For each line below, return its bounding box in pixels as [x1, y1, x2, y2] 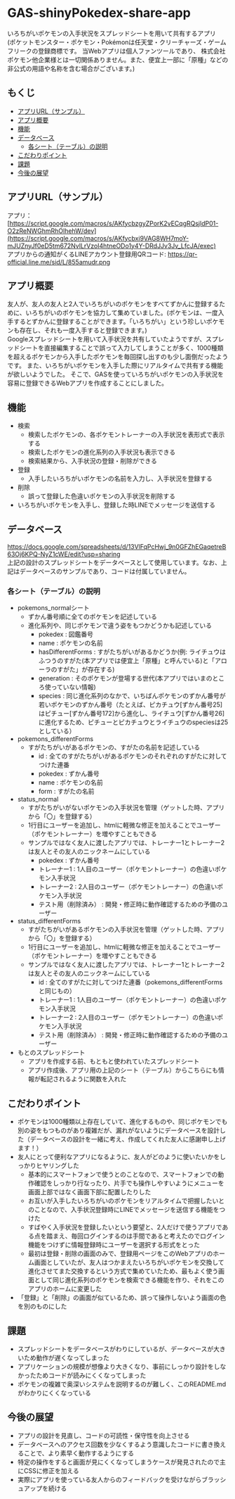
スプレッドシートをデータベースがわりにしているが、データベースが [17, 1344, 214, 1353]
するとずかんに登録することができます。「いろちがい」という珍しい [13, 317, 207, 326]
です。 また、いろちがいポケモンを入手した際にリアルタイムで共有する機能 [7, 361, 224, 370]
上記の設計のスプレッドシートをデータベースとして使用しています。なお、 [7, 558, 222, 567]
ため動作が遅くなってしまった [23, 1353, 110, 1362]
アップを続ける [23, 1484, 67, 1493]
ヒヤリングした [36, 1161, 79, 1170]
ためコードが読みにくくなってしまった [36, 1371, 147, 1379]
